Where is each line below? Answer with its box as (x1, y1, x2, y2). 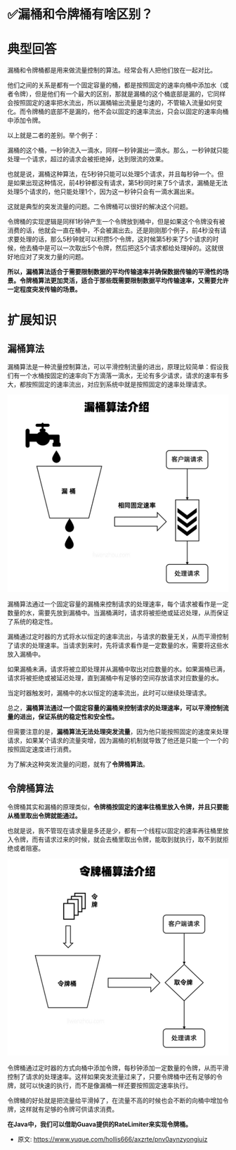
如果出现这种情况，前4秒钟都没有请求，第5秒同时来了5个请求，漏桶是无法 (13, 179, 228, 187)
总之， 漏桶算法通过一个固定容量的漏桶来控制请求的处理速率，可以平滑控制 (7, 704, 223, 712)
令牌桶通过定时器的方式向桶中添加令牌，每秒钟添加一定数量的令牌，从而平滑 (7, 1063, 229, 1072)
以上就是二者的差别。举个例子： (7, 131, 100, 139)
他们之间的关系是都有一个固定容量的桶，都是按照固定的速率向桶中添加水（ (7, 81, 223, 89)
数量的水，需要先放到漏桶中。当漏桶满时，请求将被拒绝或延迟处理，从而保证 (7, 608, 229, 617)
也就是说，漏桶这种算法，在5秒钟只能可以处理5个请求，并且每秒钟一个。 (7, 170, 218, 178)
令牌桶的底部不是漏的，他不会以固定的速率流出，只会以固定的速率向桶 (25, 107, 229, 116)
